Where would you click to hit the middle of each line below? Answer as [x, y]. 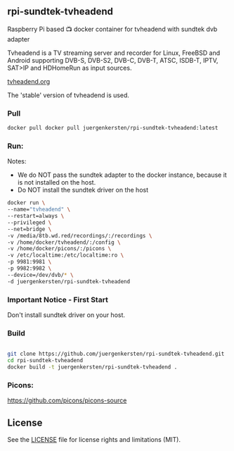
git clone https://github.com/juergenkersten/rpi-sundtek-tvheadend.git [116, 354]
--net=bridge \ [30, 229]
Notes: [17, 161]
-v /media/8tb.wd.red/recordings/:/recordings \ [80, 235]
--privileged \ [30, 222]
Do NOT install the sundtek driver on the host [83, 190]
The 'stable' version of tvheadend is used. [69, 95]
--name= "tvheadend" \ [39, 210]
